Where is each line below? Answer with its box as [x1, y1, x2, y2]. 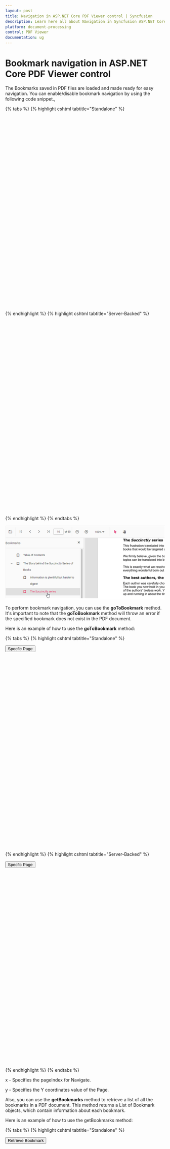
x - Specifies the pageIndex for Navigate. [5, 1077, 91, 1083]
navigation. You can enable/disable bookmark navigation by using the [5, 90, 150, 97]
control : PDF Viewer [5, 29, 49, 35]
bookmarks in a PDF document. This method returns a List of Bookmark [5, 1102, 155, 1108]
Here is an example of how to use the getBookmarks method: [5, 1117, 133, 1123]
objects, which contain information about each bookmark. [5, 1107, 125, 1113]
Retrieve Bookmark [8, 1138, 44, 1143]
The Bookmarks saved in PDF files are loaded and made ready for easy [5, 85, 154, 91]
